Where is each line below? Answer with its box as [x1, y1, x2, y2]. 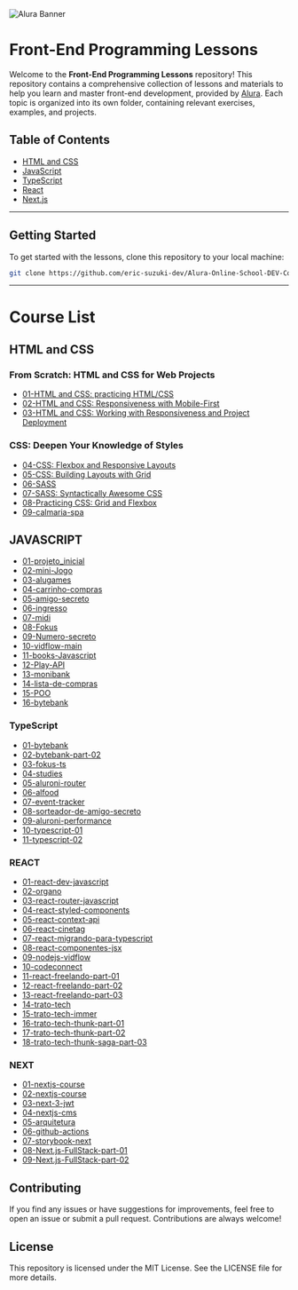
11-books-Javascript [21, 650, 97, 661]
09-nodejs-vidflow [21, 952, 91, 962]
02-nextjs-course [21, 1088, 87, 1099]
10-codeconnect [21, 962, 82, 972]
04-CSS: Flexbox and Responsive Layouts [21, 459, 176, 470]
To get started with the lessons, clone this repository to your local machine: [9, 251, 285, 262]
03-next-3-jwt [21, 1098, 74, 1109]
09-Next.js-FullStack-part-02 [21, 1154, 129, 1166]
